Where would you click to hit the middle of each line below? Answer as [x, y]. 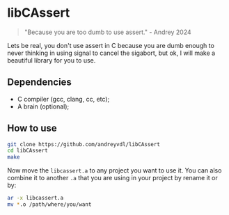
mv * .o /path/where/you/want [49, 205]
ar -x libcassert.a [35, 198]
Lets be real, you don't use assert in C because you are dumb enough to [111, 45]
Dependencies [39, 82]
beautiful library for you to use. [52, 60]
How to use [32, 128]
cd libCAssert [28, 151]
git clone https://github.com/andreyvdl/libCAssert [84, 144]
